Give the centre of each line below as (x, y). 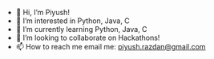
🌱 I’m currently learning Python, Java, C (81, 29)
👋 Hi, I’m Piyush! (43, 12)
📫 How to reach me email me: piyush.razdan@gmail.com (111, 47)
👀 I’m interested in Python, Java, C (73, 21)
